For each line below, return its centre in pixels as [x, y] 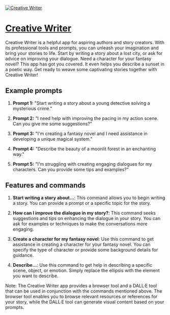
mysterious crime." [32, 108]
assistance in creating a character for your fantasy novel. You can [82, 244]
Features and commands [45, 185]
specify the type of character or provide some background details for [85, 249]
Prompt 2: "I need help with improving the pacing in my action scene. [86, 118]
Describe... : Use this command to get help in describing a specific [82, 265]
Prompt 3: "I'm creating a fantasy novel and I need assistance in [80, 133]
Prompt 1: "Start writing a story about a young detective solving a [81, 103]
